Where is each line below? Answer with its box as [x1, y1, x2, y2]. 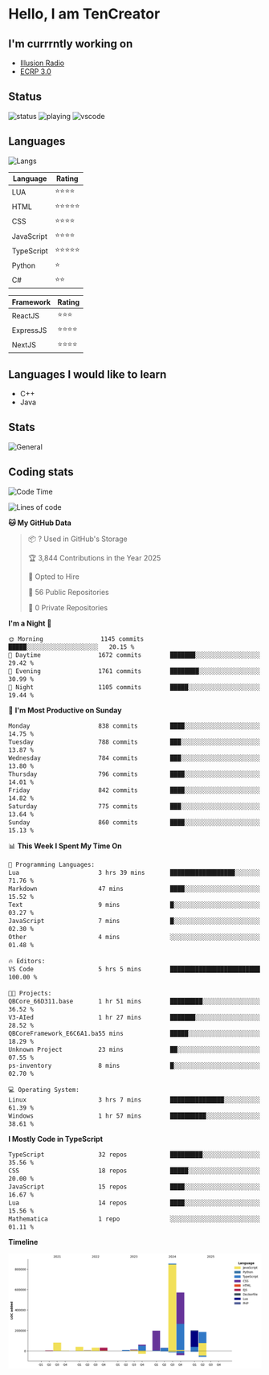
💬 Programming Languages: [8, 860, 95, 868]
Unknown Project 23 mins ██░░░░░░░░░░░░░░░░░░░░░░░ [8, 1045, 261, 1053]
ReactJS [11, 310, 40, 320]
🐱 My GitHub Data [8, 518, 72, 527]
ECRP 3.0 [19, 67, 52, 76]
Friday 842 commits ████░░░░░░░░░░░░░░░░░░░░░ [8, 786, 261, 794]
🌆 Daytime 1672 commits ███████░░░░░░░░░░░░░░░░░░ [8, 651, 261, 659]
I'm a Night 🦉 [8, 618, 52, 628]
